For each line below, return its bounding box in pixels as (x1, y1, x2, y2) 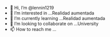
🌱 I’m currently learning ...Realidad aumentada (9, 15, 105, 21)
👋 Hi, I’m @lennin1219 (9, 5, 54, 10)
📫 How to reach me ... (9, 26, 56, 32)
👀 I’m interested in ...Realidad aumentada (9, 10, 94, 16)
